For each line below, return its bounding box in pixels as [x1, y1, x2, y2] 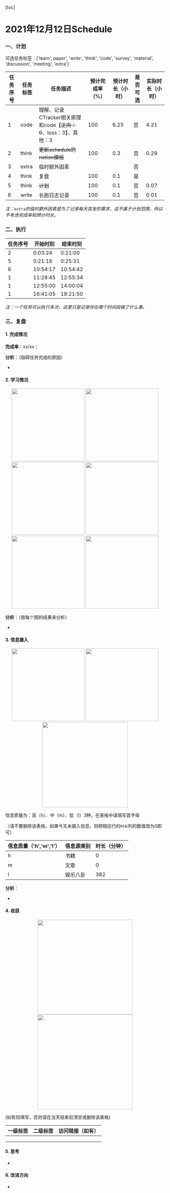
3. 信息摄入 [5, 636, 29, 643]
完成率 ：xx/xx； [5, 344, 39, 350]
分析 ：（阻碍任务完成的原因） [5, 354, 65, 360]
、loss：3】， [42, 129, 73, 136]
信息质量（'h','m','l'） [8, 842, 61, 849]
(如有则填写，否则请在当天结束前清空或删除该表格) [5, 1114, 111, 1120]
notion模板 [38, 154, 64, 161]
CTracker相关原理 [38, 114, 81, 121]
